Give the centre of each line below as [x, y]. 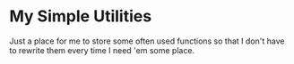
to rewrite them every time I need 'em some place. [102, 50]
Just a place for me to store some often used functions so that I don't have [147, 41]
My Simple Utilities [81, 16]
